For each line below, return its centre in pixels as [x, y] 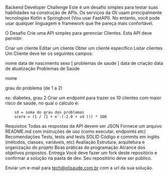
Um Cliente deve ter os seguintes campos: [49, 53]
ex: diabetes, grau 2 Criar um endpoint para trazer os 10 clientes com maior [83, 98]
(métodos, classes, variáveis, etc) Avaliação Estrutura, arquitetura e [75, 142]
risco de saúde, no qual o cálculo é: [42, 103]
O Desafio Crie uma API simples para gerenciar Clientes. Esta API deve [78, 33]
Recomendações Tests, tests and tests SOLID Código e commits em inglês [82, 137]
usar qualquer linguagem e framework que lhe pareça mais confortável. [79, 23]
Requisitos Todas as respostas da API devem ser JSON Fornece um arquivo [83, 126]
